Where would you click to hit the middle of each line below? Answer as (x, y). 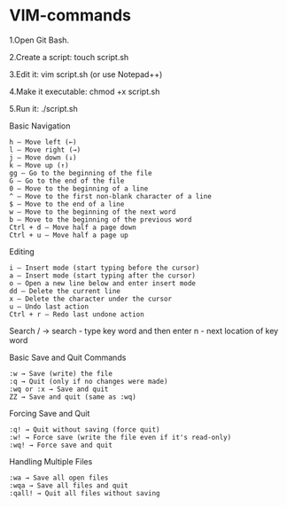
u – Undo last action (49, 307)
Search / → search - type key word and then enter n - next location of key (144, 331)
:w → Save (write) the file (61, 373)
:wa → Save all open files (59, 478)
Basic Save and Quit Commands (68, 357)
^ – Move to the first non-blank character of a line (111, 196)
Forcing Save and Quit (50, 413)
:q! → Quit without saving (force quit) (85, 429)
